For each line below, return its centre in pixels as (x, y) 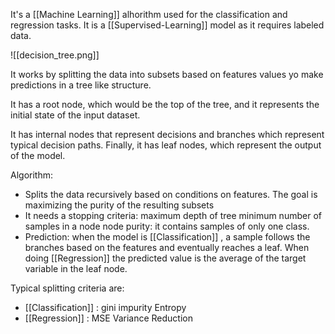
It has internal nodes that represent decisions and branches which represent (167, 134)
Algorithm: (31, 175)
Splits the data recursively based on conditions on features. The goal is (171, 194)
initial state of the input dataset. (75, 115)
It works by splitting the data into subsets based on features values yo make (167, 74)
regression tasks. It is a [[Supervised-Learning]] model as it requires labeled (167, 25)
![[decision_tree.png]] (55, 55)
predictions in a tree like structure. (81, 85)
